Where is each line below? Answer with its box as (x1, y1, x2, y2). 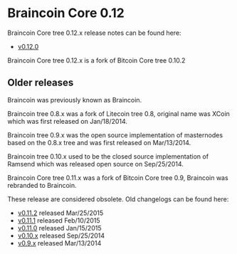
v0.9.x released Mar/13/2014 (17, 238, 102, 247)
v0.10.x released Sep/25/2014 (17, 231, 105, 240)
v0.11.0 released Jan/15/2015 (17, 223, 102, 232)
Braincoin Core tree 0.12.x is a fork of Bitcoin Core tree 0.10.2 (7, 55, 186, 65)
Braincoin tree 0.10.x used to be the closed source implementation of (7, 152, 209, 161)
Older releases (7, 77, 74, 89)
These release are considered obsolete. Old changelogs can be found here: (7, 194, 229, 203)
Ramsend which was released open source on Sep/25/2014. (7, 159, 184, 168)
